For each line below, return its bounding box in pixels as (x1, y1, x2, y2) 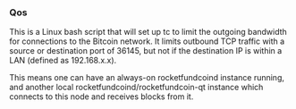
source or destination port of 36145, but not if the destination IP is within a (9, 46, 283, 56)
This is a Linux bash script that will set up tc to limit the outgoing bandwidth (9, 27, 288, 38)
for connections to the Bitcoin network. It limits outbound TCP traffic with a (9, 36, 285, 46)
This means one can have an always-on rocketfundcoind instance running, (9, 72, 284, 83)
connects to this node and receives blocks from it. (9, 91, 194, 102)
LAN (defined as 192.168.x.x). (9, 55, 117, 66)
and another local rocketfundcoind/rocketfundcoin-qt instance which (9, 82, 264, 93)
